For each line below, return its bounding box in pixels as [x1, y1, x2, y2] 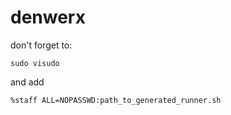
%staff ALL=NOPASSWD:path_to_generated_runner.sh [10, 95, 222, 105]
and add [10, 76, 45, 88]
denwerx [10, 6, 86, 29]
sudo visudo [10, 58, 60, 68]
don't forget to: [10, 39, 73, 51]
